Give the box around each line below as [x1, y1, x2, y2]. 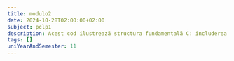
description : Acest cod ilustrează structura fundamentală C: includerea [7, 29, 228, 37]
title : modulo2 [7, 10, 52, 18]
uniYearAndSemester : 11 [7, 43, 77, 50]
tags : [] [7, 36, 33, 43]
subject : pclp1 [7, 23, 52, 30]
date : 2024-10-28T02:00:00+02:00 [7, 17, 105, 24]
